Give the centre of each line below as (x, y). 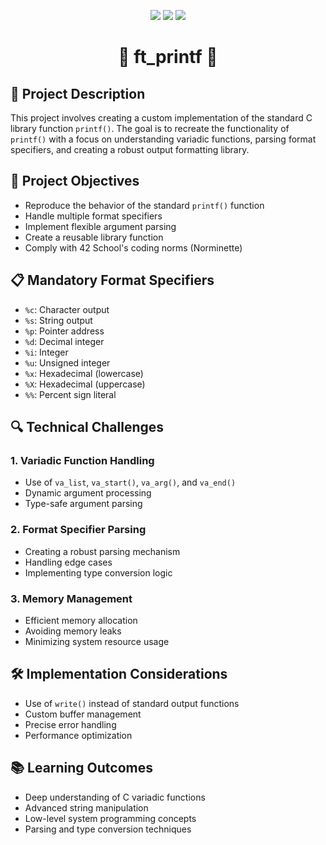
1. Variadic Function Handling (82, 460)
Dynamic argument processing (88, 493)
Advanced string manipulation (86, 807)
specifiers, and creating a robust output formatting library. (130, 149)
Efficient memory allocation (81, 620)
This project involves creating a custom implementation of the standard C (161, 118)
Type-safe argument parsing (83, 504)
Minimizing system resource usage (97, 641)
